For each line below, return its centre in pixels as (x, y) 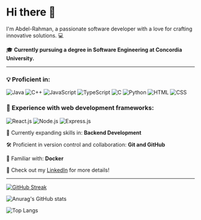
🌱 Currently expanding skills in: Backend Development (74, 132)
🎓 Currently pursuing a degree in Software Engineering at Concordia (94, 50)
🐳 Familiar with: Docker (35, 158)
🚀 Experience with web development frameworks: (80, 108)
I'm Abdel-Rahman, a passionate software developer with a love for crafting (99, 29)
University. (20, 58)
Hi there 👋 (31, 12)
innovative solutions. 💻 (35, 35)
